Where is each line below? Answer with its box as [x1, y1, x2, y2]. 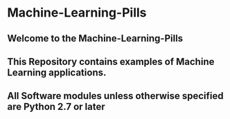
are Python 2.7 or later [7, 101, 105, 113]
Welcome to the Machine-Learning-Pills [7, 33, 184, 44]
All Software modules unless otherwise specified [7, 90, 224, 102]
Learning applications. [7, 66, 107, 78]
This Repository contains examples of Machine [7, 55, 215, 67]
